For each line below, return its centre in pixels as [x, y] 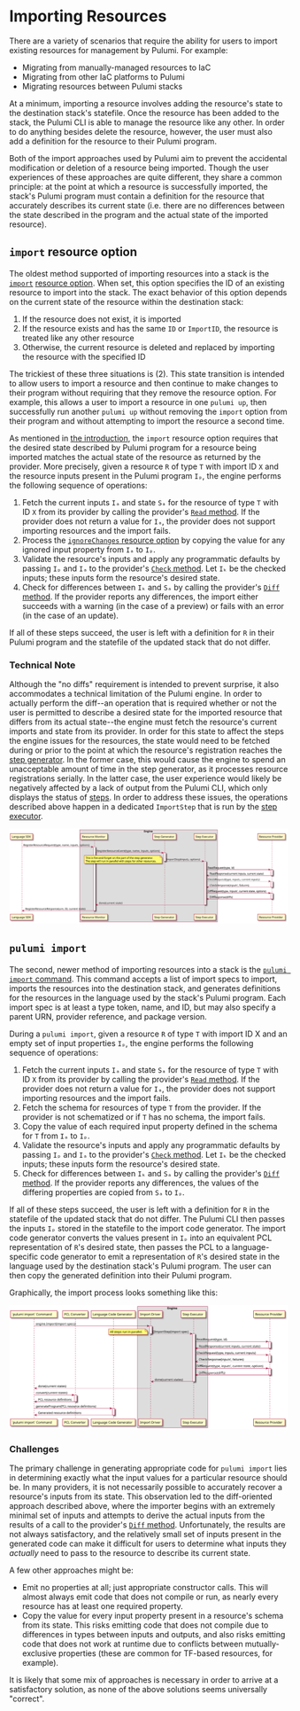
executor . [26, 816]
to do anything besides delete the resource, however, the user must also [141, 131]
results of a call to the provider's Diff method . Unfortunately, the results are [147, 1524]
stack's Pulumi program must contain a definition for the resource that [137, 196]
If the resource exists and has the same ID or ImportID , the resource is [150, 328]
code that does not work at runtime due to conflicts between [132, 1644]
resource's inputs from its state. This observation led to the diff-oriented [141, 1496]
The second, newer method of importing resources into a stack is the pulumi [148, 969]
